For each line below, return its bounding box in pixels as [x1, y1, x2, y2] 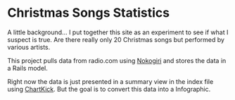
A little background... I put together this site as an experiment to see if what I [7, 28, 229, 36]
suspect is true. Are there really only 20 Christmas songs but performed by [7, 35, 225, 43]
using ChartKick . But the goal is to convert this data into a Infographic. [7, 85, 211, 93]
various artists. [7, 43, 51, 51]
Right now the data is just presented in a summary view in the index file [7, 77, 214, 85]
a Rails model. [7, 64, 48, 72]
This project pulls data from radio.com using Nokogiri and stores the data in [7, 56, 227, 64]
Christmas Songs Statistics [7, 5, 170, 21]
